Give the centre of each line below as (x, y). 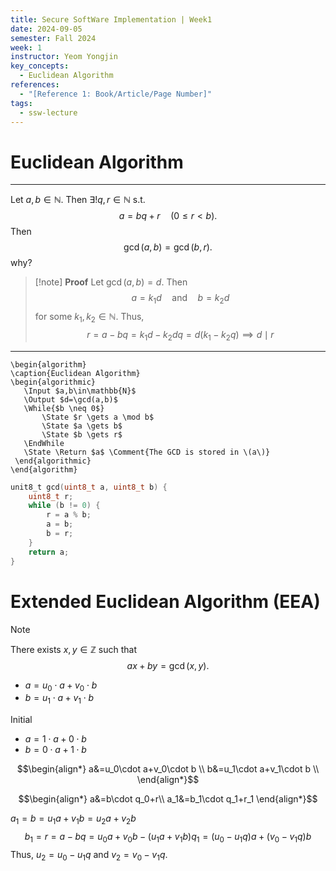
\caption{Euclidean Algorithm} (75, 373)
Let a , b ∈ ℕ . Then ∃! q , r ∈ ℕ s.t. (78, 200)
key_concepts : (40, 66)
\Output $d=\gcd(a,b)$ (70, 399)
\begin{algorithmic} (53, 382)
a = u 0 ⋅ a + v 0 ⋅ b (61, 686)
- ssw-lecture (48, 112)
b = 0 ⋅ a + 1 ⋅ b (55, 750)
